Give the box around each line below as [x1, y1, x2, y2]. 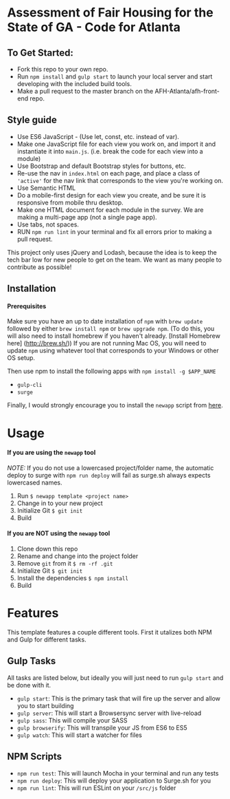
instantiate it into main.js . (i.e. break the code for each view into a [16, 147, 204, 156]
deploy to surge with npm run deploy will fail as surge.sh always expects [7, 471, 211, 479]
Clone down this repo [16, 545, 78, 553]
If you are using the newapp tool [7, 449, 96, 457]
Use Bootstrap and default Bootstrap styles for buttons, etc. [16, 162, 187, 170]
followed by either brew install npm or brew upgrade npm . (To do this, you [7, 325, 215, 333]
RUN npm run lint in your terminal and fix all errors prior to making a [16, 227, 212, 235]
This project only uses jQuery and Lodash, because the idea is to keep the [7, 248, 218, 256]
